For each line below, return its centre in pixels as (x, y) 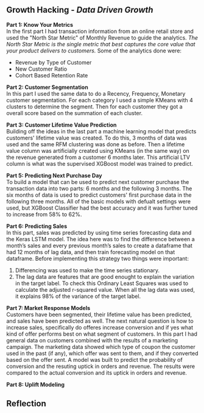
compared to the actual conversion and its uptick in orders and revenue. (97, 372)
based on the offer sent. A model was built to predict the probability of (94, 359)
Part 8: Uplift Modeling (36, 384)
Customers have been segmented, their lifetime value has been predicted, (99, 314)
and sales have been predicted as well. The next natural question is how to (100, 321)
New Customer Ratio (41, 69)
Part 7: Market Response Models (48, 308)
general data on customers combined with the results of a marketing (92, 340)
